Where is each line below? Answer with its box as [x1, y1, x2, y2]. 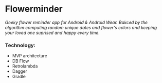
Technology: [5, 42, 36, 49]
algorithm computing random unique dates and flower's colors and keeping [5, 24, 157, 30]
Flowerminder [5, 3, 63, 15]
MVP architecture [12, 53, 48, 59]
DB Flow [12, 58, 29, 64]
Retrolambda [12, 63, 38, 69]
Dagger [12, 68, 28, 74]
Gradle [12, 74, 26, 80]
